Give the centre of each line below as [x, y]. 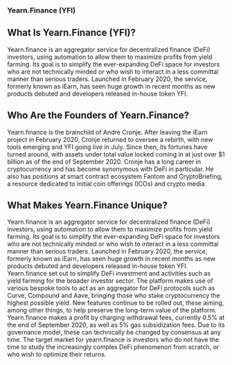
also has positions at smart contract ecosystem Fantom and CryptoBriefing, [115, 176]
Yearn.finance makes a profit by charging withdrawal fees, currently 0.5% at [116, 318]
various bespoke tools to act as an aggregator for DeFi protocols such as [111, 288]
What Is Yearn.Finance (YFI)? [72, 33]
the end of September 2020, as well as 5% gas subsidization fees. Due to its [116, 325]
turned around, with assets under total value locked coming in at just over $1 [116, 154]
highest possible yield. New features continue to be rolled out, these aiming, [116, 303]
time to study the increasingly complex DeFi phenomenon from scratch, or [113, 347]
